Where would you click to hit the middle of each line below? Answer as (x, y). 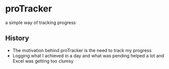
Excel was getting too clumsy (43, 61)
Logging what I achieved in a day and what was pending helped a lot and (88, 55)
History (17, 38)
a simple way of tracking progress (41, 22)
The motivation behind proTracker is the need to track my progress (82, 50)
